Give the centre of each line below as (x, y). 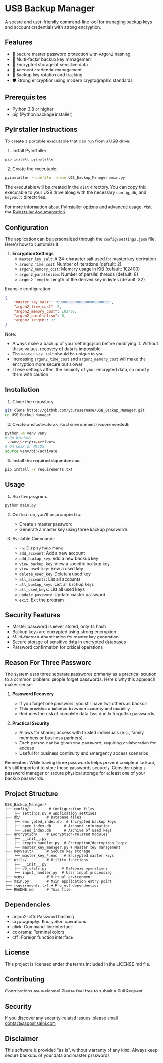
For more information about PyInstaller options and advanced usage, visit (79, 207)
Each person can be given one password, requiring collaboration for (88, 743)
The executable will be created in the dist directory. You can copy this (76, 187)
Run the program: (30, 496)
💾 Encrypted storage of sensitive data (50, 64)
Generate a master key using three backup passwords (73, 529)
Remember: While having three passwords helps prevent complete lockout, (80, 763)
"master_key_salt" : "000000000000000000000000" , (64, 302)
